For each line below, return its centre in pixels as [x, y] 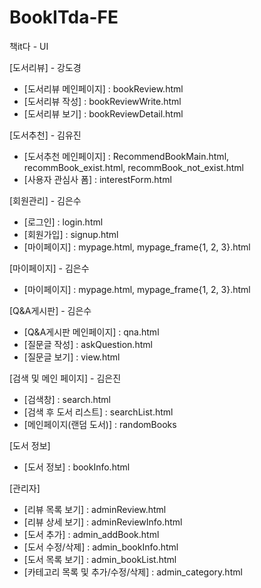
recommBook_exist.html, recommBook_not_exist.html [133, 167]
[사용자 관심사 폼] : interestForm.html [97, 179]
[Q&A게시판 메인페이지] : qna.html [91, 332]
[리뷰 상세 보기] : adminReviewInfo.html [103, 522]
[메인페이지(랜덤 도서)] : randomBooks [100, 424]
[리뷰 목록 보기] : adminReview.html [95, 509]
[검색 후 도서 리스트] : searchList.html [98, 412]
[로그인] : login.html [63, 222]
